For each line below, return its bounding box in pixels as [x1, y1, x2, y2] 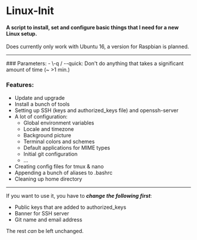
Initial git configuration [23, 150, 78, 157]
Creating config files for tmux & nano [14, 163, 104, 170]
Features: [6, 81, 34, 89]
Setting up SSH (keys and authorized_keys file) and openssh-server [14, 107, 179, 114]
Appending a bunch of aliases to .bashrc [14, 169, 113, 176]
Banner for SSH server [14, 209, 69, 217]
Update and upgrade [14, 94, 65, 101]
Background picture [23, 131, 72, 138]
